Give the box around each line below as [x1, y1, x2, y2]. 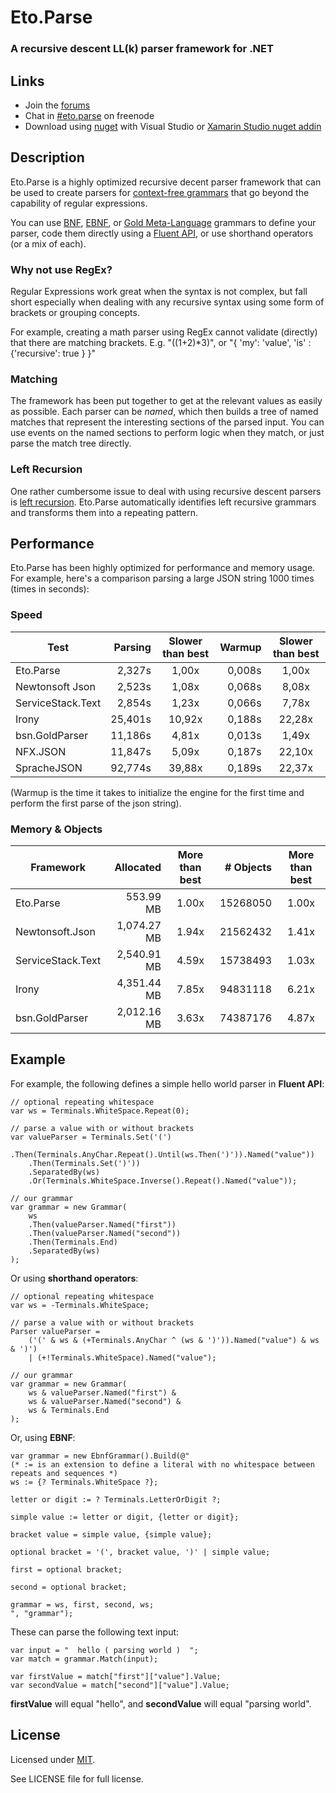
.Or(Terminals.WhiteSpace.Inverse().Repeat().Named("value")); [28, 1176, 298, 1186]
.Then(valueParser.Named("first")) [28, 1219, 177, 1230]
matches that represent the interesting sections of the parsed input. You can [10, 416, 325, 428]
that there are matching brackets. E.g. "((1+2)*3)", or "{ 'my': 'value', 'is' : [10, 337, 312, 349]
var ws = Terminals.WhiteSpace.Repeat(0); [10, 1106, 190, 1116]
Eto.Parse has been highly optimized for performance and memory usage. [10, 562, 316, 574]
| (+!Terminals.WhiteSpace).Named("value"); [28, 1352, 217, 1363]
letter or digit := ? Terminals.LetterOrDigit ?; [10, 1494, 222, 1505]
